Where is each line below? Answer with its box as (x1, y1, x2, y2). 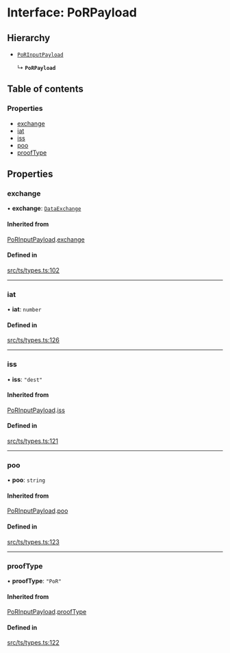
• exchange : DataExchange (7, 204, 81, 213)
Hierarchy (7, 32, 51, 44)
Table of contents (7, 84, 84, 95)
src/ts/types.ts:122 (7, 639, 60, 647)
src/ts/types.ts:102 (7, 266, 60, 274)
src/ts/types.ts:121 (7, 437, 59, 445)
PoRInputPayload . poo (7, 507, 68, 515)
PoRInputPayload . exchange (7, 235, 86, 244)
